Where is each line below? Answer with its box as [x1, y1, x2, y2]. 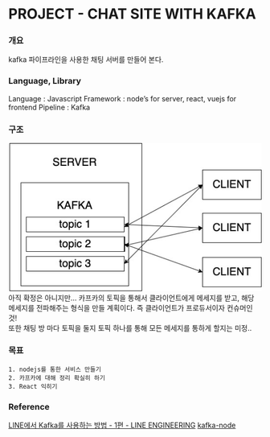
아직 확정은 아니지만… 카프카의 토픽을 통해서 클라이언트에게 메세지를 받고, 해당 [8, 293, 255, 303]
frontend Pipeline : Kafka [8, 102, 91, 112]
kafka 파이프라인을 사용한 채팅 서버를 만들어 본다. [8, 55, 164, 64]
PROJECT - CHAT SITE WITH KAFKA [8, 5, 256, 23]
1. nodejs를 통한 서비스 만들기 [8, 365, 102, 373]
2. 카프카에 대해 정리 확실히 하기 [8, 373, 106, 382]
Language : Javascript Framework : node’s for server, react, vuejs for [8, 93, 237, 103]
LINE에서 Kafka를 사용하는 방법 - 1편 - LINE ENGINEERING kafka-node [8, 420, 236, 431]
